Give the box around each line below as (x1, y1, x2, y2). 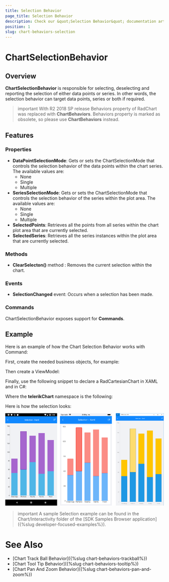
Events (5, 280, 23, 287)
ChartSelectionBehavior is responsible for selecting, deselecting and (5, 85, 150, 91)
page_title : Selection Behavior (5, 13, 73, 19)
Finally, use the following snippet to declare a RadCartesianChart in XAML (5, 378, 158, 384)
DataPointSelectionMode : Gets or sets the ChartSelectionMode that (12, 157, 155, 163)
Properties (5, 146, 32, 153)
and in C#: (5, 383, 27, 389)
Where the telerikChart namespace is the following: (5, 393, 113, 399)
